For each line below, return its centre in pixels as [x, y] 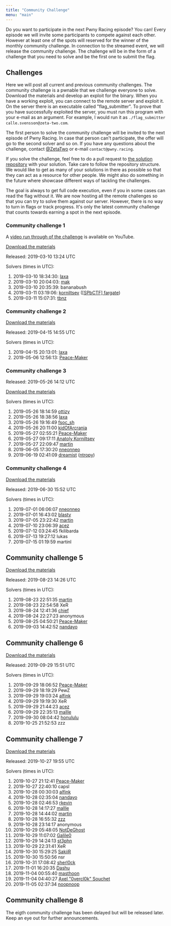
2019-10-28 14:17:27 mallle [41, 808]
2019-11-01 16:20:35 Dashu [41, 868]
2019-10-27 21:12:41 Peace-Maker [49, 781]
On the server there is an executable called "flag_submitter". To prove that [83, 107]
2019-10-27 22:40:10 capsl [41, 786]
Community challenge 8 [45, 900]
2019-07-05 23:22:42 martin [43, 520]
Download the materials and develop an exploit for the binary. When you [81, 96]
